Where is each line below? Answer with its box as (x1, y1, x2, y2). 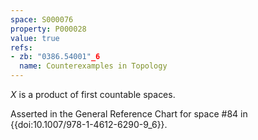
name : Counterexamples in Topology (19, 61, 168, 71)
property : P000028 (10, 24, 87, 34)
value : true (10, 33, 60, 43)
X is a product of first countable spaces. (10, 89, 176, 100)
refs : (10, 42, 33, 53)
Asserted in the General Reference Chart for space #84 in (10, 108, 248, 120)
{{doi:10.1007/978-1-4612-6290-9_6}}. (10, 119, 168, 130)
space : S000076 (10, 14, 74, 25)
